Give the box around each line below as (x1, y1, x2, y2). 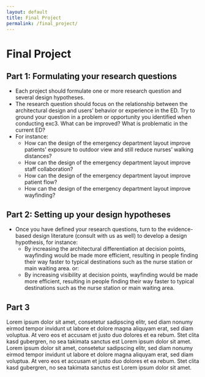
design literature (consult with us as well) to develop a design (32, 232, 187, 240)
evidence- (167, 226, 193, 233)
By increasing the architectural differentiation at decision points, (24, 245, 186, 253)
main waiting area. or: (24, 265, 80, 272)
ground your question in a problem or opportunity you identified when (15, 113, 192, 121)
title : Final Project (6, 15, 62, 21)
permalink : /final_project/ (6, 20, 78, 26)
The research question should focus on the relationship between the (15, 101, 188, 108)
